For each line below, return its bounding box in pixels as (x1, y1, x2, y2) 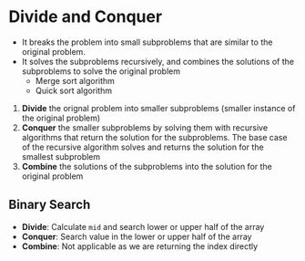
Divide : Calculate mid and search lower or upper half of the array (21, 221, 265, 232)
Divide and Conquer (8, 6, 163, 27)
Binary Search (8, 197, 91, 213)
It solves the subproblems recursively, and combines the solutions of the (21, 56, 295, 67)
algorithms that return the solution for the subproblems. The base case (21, 131, 288, 142)
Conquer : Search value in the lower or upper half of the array (21, 231, 252, 242)
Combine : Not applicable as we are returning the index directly (21, 240, 259, 252)
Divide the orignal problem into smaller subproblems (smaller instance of (21, 102, 296, 113)
